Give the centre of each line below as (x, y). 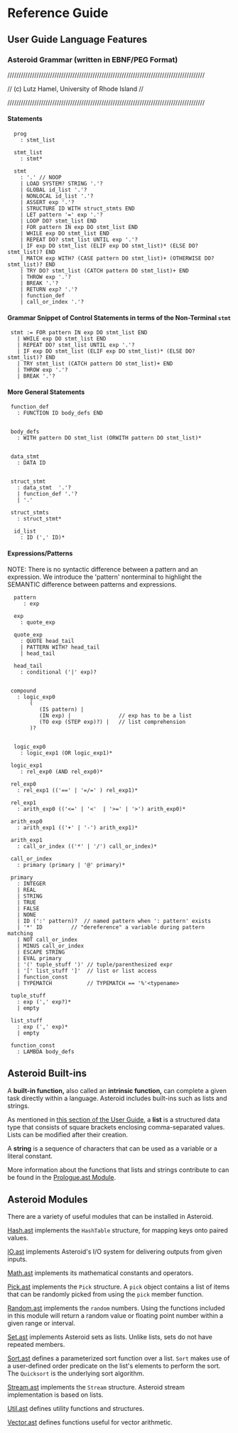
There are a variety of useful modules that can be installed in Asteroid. (110, 1217)
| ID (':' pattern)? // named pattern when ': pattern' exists (114, 921)
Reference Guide (58, 13)
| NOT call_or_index (47, 939)
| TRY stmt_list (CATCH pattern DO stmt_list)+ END (95, 364)
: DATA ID (31, 463)
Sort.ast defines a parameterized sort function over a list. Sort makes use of (119, 1358)
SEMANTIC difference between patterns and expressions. (92, 584)
